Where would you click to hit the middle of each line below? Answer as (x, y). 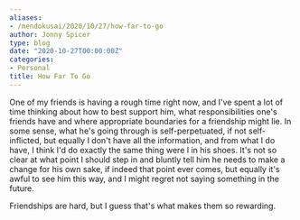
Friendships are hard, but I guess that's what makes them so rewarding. (143, 206)
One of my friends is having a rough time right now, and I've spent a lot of (146, 102)
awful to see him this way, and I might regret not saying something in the (145, 179)
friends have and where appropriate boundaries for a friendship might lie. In (150, 121)
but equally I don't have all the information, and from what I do (159, 140)
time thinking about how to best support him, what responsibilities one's (143, 111)
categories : (32, 60)
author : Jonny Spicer (50, 34)
